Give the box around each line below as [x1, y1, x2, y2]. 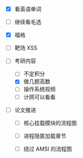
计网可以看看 [23, 93, 56, 101]
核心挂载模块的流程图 [23, 119, 77, 126]
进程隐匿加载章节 [23, 132, 67, 139]
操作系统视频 [23, 85, 56, 93]
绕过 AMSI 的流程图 [23, 145, 72, 153]
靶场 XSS [14, 45, 38, 52]
